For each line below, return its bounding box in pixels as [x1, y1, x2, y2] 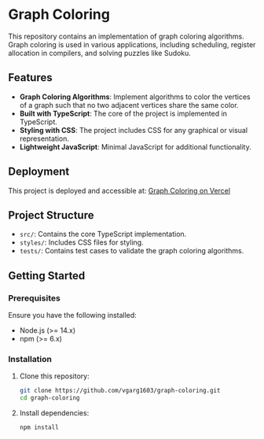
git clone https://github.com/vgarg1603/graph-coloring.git [19, 387, 221, 395]
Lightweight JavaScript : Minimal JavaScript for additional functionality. [19, 142, 251, 151]
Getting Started [8, 269, 86, 282]
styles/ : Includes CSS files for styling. [19, 238, 144, 247]
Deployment [8, 165, 70, 179]
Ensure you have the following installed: [8, 311, 137, 320]
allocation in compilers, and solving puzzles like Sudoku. [8, 48, 191, 57]
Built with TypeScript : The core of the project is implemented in [19, 109, 228, 118]
